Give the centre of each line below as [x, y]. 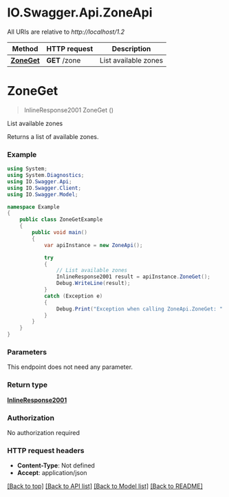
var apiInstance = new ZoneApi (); [93, 245]
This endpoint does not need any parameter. [70, 367]
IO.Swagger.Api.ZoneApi [80, 13]
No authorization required [44, 432]
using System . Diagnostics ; [46, 176]
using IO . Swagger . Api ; [40, 181]
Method [25, 48]
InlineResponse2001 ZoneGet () [68, 110]
